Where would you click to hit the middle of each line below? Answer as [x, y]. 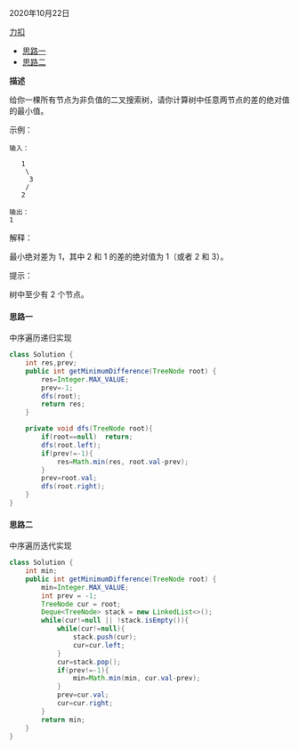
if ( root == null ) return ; [87, 437]
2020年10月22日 [40, 13]
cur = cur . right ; [85, 704]
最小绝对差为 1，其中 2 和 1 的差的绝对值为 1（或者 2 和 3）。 [119, 257]
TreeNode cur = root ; [81, 604]
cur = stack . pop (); [89, 662]
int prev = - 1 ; [69, 596]
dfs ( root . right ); [73, 487]
